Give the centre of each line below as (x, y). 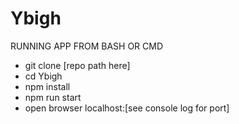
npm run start (53, 97)
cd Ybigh (43, 76)
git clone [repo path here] (77, 65)
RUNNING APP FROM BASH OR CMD (87, 46)
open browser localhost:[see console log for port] (127, 108)
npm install (47, 86)
